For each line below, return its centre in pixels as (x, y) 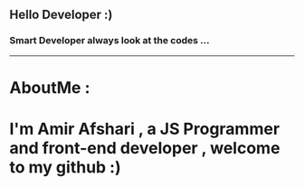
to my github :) (65, 167)
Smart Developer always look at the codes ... (109, 41)
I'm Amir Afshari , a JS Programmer (145, 129)
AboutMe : (50, 87)
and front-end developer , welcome (145, 149)
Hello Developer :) (61, 15)
